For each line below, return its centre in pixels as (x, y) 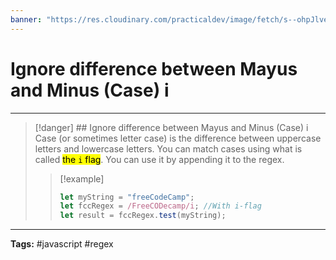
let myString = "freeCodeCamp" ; (127, 197)
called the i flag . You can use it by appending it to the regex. (159, 159)
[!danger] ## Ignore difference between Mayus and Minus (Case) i (171, 127)
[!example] (82, 178)
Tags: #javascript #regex (62, 244)
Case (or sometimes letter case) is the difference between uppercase (178, 138)
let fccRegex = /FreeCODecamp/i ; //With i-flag (160, 206)
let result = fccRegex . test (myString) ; (143, 216)
